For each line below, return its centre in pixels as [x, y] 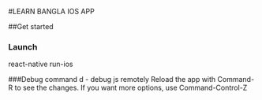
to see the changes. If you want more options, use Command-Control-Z [131, 88]
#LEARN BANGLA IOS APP [51, 11]
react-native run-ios [41, 64]
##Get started [31, 26]
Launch [23, 46]
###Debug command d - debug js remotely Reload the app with [112, 80]
